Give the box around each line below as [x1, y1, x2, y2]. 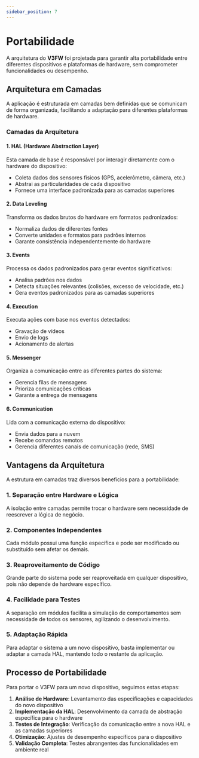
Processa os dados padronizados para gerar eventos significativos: [6, 264, 172, 272]
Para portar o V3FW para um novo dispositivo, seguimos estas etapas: [6, 683, 180, 690]
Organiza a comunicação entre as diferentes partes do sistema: [6, 367, 163, 374]
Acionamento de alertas [14, 340, 74, 347]
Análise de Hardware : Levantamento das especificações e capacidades [14, 695, 193, 702]
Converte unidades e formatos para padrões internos [14, 231, 146, 239]
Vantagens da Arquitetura [6, 460, 105, 470]
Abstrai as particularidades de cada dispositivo [14, 180, 131, 187]
